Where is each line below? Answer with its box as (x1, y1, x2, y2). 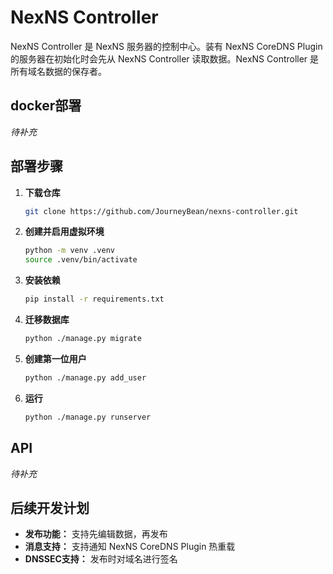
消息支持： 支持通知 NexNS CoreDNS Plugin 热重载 (24, 541, 236, 553)
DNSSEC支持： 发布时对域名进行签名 (24, 553, 178, 565)
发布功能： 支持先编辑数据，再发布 (24, 528, 168, 540)
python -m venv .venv (24, 246, 115, 256)
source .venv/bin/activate (24, 255, 138, 265)
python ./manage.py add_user (24, 372, 147, 383)
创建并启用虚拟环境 (24, 226, 105, 238)
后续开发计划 (10, 499, 90, 516)
